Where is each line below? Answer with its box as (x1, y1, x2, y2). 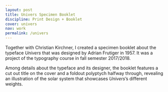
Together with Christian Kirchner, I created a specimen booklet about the (5, 45, 156, 50)
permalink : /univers (5, 31, 49, 36)
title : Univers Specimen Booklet (5, 12, 76, 17)
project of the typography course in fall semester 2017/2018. (5, 55, 131, 61)
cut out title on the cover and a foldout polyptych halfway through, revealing (5, 70, 163, 76)
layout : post (5, 7, 33, 13)
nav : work (5, 26, 26, 31)
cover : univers (5, 21, 37, 27)
